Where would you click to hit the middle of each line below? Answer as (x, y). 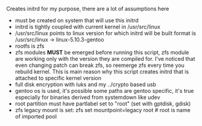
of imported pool (36, 116)
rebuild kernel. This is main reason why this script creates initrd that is (102, 71)
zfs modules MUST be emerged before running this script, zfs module (102, 52)
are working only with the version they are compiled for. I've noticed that (105, 59)
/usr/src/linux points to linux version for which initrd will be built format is (105, 33)
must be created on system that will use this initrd (77, 20)
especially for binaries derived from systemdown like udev (88, 97)
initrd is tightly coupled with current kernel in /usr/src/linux (88, 27)
